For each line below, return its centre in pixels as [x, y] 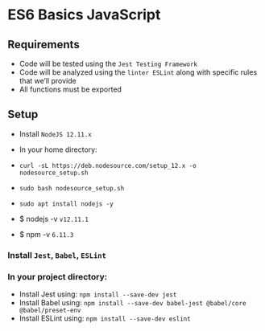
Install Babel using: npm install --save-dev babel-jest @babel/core [132, 303]
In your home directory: [58, 149]
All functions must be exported [70, 89]
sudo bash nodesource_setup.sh [72, 188]
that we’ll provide [48, 81]
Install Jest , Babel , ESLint [57, 255]
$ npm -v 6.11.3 [46, 234]
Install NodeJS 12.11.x [55, 133]
